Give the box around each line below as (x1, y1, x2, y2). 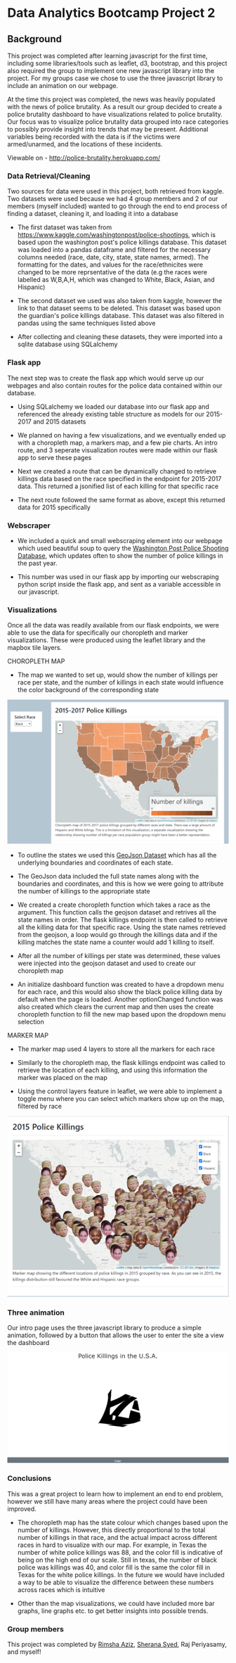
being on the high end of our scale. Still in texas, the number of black (17, 1555, 218, 1564)
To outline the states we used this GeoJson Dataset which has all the (17, 850, 217, 859)
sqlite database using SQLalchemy (17, 340, 118, 349)
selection (17, 1017, 44, 1026)
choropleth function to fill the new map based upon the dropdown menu (17, 1009, 226, 1018)
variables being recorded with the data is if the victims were (7, 132, 181, 141)
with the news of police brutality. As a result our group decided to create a (7, 103, 223, 110)
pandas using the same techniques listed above (17, 319, 156, 328)
